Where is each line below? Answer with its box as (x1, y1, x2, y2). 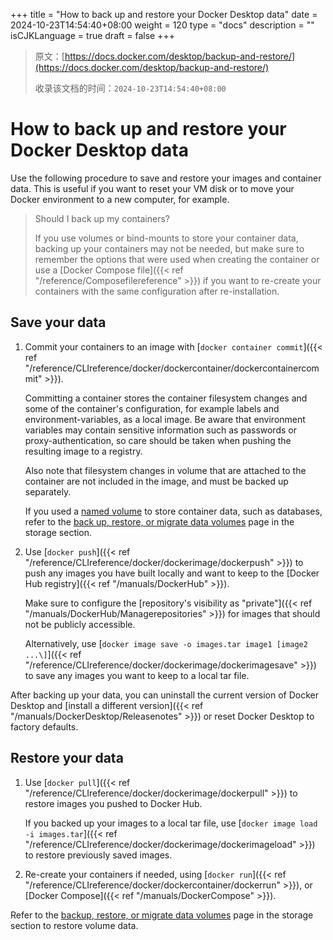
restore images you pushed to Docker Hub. (24, 797, 203, 809)
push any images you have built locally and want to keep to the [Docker (24, 567, 320, 579)
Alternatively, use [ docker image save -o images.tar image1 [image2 (24, 637, 308, 649)
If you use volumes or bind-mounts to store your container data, (34, 232, 299, 244)
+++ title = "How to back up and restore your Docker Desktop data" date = (10, 9, 318, 20)
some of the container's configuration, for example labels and (24, 402, 280, 414)
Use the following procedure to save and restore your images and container (10, 172, 322, 184)
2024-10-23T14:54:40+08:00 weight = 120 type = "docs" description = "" (10, 19, 315, 31)
